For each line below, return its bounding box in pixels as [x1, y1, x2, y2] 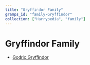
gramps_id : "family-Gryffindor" [5, 12, 72, 17]
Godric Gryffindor [12, 54, 49, 60]
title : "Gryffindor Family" [5, 7, 64, 12]
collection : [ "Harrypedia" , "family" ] [5, 16, 86, 21]
